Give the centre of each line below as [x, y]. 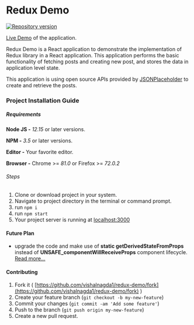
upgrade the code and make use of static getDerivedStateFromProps [99, 246]
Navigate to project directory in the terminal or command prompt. [93, 201]
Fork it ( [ [25, 285]
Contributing [22, 272]
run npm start [31, 214]
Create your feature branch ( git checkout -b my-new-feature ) [89, 297]
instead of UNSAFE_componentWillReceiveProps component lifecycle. [101, 252]
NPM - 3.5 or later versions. [39, 141]
